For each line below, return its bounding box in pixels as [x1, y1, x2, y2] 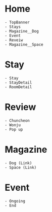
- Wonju [5, 122, 21, 127]
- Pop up [5, 127, 23, 132]
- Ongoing [5, 198, 26, 203]
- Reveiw [5, 38, 23, 43]
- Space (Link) [5, 165, 37, 170]
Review [5, 101, 36, 113]
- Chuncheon [5, 118, 30, 123]
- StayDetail [5, 80, 32, 85]
